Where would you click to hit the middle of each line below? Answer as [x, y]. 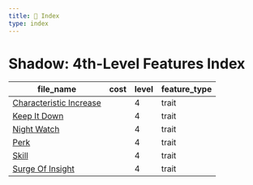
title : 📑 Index [34, 16]
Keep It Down [38, 116]
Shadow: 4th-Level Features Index [127, 64]
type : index [28, 24]
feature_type [187, 89]
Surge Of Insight [43, 169]
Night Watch [36, 129]
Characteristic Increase [57, 103]
